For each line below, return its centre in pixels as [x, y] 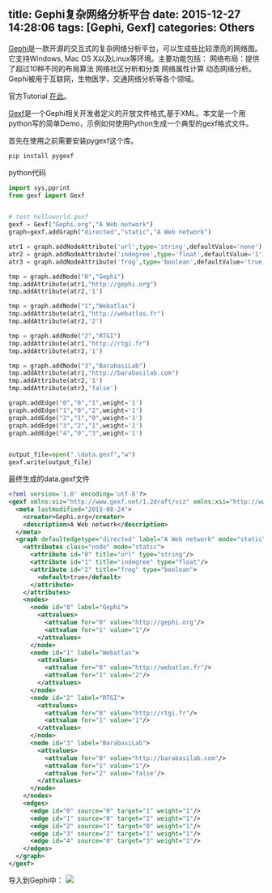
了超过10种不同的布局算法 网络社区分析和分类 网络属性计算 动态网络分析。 [132, 68]
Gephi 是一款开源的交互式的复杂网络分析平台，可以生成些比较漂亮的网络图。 [135, 48]
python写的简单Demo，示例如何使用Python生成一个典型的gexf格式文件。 [131, 123]
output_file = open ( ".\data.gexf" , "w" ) [72, 455]
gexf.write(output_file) [50, 462]
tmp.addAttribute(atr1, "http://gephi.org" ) [83, 284]
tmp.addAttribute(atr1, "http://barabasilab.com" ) [94, 373]
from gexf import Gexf [47, 195]
